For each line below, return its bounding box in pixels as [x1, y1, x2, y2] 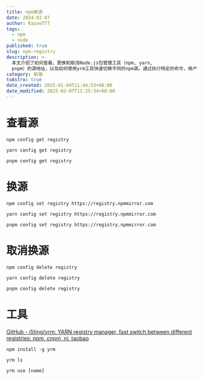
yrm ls [6, 357, 23, 363]
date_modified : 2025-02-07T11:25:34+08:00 [6, 88, 115, 94]
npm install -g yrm [6, 346, 56, 353]
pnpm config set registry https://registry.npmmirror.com [6, 221, 156, 228]
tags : [6, 26, 20, 32]
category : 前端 [6, 71, 43, 77]
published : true [6, 43, 47, 49]
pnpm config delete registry [6, 285, 80, 292]
